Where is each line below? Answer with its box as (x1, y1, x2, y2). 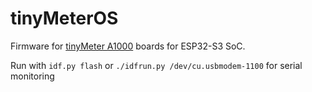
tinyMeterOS (10, 7, 119, 30)
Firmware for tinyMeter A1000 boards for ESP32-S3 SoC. (10, 40, 246, 52)
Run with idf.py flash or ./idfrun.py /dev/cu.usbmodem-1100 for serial (10, 59, 303, 71)
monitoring (10, 70, 55, 82)
